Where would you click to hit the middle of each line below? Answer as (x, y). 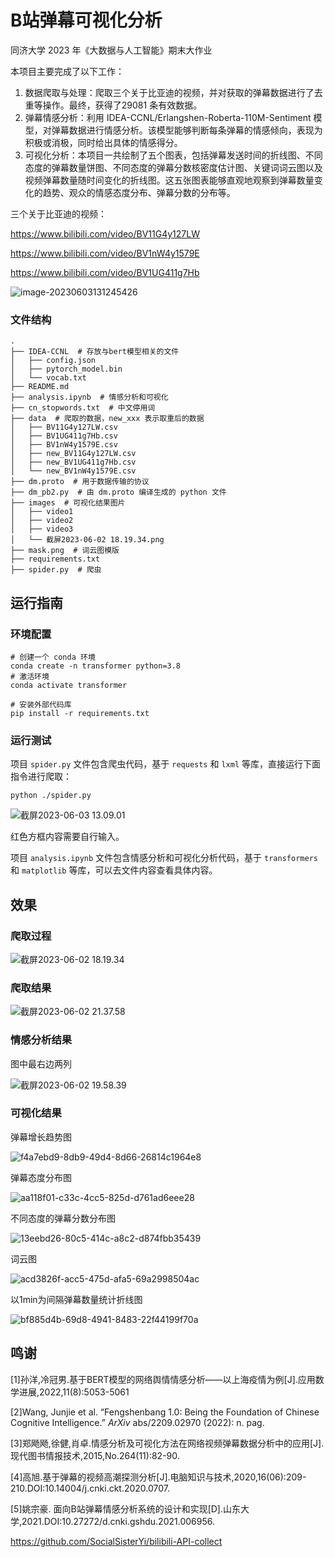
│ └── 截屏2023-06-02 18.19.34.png (87, 540)
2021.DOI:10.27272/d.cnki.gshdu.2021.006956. (118, 1521)
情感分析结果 (41, 1040)
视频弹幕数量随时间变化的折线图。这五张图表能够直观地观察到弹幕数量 (169, 180)
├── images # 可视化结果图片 (68, 503)
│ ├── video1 (42, 512)
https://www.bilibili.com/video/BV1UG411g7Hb (105, 272)
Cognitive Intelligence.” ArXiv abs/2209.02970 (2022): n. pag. (137, 1422)
